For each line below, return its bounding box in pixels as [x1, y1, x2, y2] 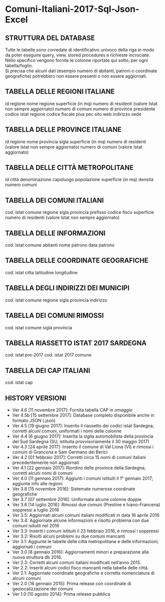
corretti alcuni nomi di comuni [12, 470, 73, 476]
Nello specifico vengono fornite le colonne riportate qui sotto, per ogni [5, 57, 148, 63]
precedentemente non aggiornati [12, 459, 79, 465]
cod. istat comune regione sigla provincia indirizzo [5, 297, 107, 303]
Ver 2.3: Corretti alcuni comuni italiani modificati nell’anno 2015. [12, 559, 141, 565]
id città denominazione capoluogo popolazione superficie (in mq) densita [5, 177, 154, 183]
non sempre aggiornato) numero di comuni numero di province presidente [5, 105, 156, 112]
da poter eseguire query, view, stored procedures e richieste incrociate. [5, 52, 150, 58]
